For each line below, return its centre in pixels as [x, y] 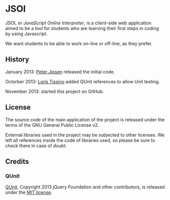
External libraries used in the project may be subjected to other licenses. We [85, 135]
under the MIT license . [29, 192]
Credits [17, 161]
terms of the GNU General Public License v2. [52, 125]
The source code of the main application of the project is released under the [85, 119]
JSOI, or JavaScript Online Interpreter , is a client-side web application [78, 23]
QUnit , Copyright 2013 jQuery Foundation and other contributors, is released [85, 187]
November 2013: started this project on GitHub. [55, 91]
